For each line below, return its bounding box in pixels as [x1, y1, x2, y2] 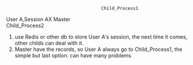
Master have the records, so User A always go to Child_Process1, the [14, 46, 183, 53]
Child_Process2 [6, 22, 44, 29]
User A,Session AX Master [6, 16, 71, 23]
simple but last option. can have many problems [14, 52, 132, 59]
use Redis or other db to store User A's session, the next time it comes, [14, 33, 188, 40]
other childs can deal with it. [14, 40, 84, 46]
